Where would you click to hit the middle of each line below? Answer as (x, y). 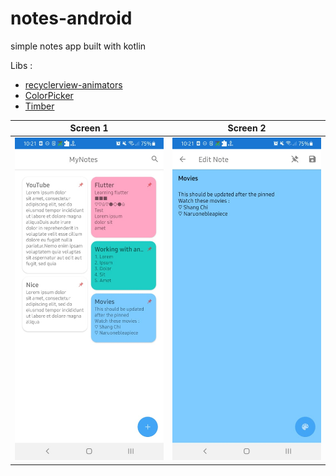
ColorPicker (49, 95)
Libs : (21, 65)
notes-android (71, 18)
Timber (39, 106)
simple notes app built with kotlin (78, 46)
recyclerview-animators (73, 84)
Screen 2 (247, 128)
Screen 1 (89, 128)
